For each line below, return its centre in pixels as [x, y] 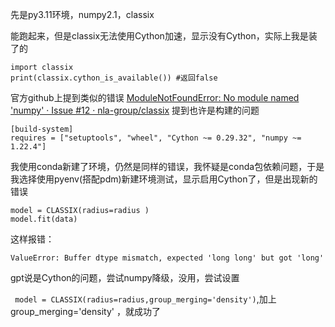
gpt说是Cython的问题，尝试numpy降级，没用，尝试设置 [125, 277]
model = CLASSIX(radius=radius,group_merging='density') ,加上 [145, 299]
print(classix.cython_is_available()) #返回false [114, 78]
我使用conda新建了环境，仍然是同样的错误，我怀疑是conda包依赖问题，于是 [167, 166]
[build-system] [42, 129]
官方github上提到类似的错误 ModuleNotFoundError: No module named [155, 97]
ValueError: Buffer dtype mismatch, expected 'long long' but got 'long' [167, 258]
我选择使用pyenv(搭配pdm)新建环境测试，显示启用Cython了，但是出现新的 [164, 179]
